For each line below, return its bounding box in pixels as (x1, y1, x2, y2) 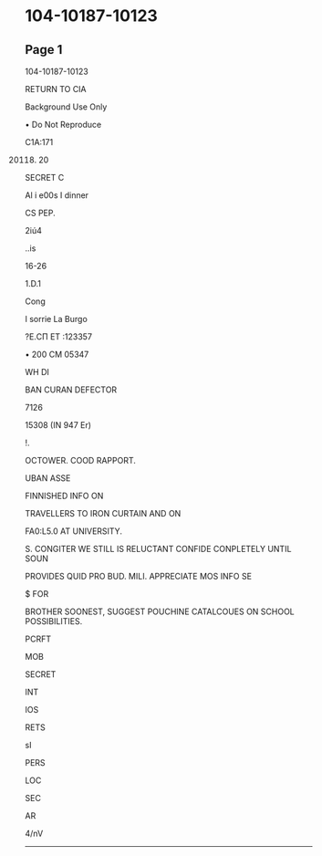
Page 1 (25, 42, 63, 57)
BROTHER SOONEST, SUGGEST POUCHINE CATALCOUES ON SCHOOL (25, 606, 296, 617)
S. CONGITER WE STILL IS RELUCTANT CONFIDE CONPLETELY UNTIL (25, 544, 292, 554)
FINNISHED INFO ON (25, 490, 104, 501)
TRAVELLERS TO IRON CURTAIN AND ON (25, 508, 182, 518)
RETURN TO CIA (25, 84, 87, 94)
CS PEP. (25, 207, 57, 218)
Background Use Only (25, 101, 108, 112)
